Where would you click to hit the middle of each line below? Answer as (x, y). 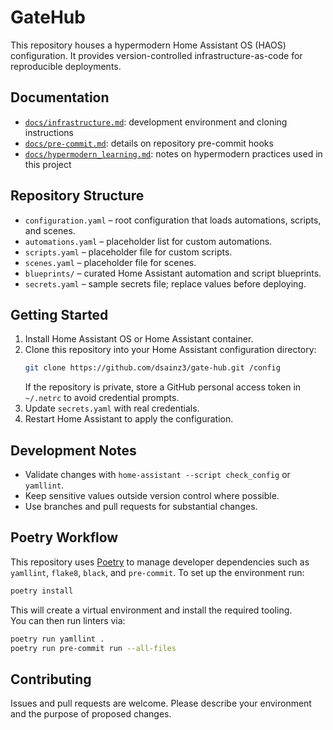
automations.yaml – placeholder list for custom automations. (148, 241)
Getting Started (59, 314)
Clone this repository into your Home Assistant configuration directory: (170, 350)
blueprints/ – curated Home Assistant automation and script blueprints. (173, 273)
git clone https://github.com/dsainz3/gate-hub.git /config (152, 368)
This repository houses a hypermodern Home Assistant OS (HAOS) (148, 45)
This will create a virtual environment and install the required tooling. (151, 610)
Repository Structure (77, 196)
